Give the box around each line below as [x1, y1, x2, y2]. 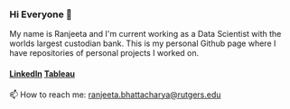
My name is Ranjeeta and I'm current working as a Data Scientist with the [9, 29, 282, 40]
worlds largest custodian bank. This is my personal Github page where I [9, 38, 276, 49]
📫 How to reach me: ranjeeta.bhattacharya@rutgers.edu [9, 89, 221, 100]
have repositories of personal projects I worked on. [9, 48, 200, 59]
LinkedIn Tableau [9, 68, 75, 79]
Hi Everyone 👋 [9, 8, 72, 21]
